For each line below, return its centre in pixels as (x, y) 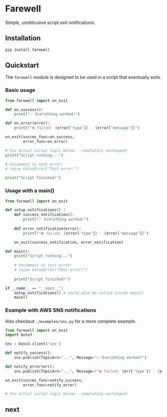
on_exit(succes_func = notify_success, (44, 380)
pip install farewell (28, 50)
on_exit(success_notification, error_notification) (69, 242)
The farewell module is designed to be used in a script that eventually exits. (83, 77)
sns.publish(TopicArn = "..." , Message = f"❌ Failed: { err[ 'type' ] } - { (87, 371)
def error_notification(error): (48, 228)
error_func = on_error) (46, 141)
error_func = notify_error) (50, 385)
